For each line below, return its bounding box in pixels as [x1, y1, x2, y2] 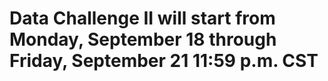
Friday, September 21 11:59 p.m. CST [9, 50, 319, 72]
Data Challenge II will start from [9, 7, 276, 30]
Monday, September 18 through [9, 28, 277, 51]
